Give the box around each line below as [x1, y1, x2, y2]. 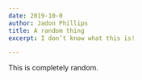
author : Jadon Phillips [8, 19, 89, 27]
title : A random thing [8, 26, 85, 34]
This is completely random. [8, 63, 99, 73]
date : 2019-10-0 [8, 11, 63, 20]
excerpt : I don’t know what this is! [8, 34, 136, 42]
